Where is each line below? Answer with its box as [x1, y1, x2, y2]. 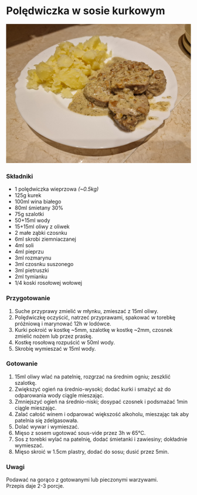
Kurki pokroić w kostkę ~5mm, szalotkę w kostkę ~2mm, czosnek [14, 326, 173, 333]
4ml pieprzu [14, 248, 44, 255]
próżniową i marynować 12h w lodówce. [14, 320, 111, 327]
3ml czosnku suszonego [14, 261, 74, 268]
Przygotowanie [6, 294, 50, 303]
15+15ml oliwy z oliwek [14, 223, 70, 230]
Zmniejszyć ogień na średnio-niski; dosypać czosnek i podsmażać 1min [14, 398, 188, 405]
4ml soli [14, 242, 34, 249]
